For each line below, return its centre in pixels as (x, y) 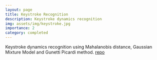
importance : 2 (20, 28)
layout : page (19, 10)
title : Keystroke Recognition (37, 14)
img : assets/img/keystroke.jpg (38, 24)
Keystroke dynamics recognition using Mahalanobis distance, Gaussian (79, 47)
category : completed (27, 33)
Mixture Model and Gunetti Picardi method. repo (55, 52)
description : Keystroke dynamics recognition (53, 19)
